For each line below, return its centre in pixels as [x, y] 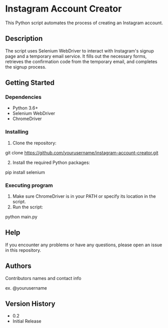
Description [24, 39]
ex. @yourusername [26, 288]
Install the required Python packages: [51, 162]
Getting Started [30, 83]
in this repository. [23, 250]
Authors [18, 266]
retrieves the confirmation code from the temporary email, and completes [81, 62]
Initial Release [27, 321]
